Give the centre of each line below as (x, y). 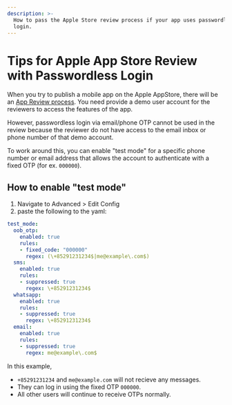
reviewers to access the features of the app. (70, 109)
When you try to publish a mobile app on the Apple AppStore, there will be (113, 95)
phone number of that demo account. (60, 137)
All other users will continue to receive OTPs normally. (94, 394)
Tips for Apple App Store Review (103, 61)
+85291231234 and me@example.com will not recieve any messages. (109, 379)
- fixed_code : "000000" (54, 250)
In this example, (30, 366)
